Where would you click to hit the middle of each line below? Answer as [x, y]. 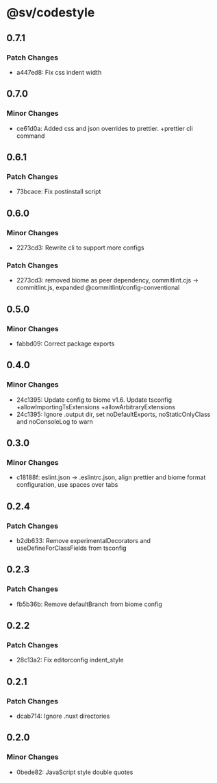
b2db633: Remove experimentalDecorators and [84, 540]
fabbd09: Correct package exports [65, 344]
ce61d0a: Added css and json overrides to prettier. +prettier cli [104, 128]
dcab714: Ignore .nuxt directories [63, 716]
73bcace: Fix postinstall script [59, 192]
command [30, 136]
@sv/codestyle [51, 13]
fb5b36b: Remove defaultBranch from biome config [89, 604]
